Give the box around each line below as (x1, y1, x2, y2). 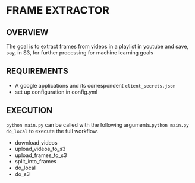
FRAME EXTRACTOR (6, 4, 110, 17)
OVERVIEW (6, 27, 49, 37)
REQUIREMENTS (6, 66, 68, 76)
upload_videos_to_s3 (14, 145, 66, 152)
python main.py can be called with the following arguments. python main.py (6, 121, 189, 128)
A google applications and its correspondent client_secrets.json (14, 82, 176, 89)
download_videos (14, 139, 58, 146)
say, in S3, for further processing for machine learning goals (6, 49, 153, 56)
